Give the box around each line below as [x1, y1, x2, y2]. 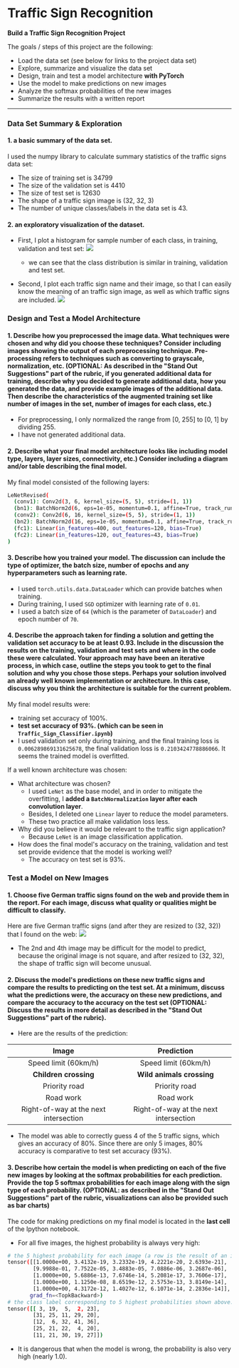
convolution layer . [28, 802, 83, 810]
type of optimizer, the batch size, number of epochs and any [7, 561, 190, 570]
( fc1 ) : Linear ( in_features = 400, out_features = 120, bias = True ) [14, 524, 202, 532]
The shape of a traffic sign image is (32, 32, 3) [17, 196, 154, 205]
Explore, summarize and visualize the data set [17, 63, 153, 72]
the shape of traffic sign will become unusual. [17, 959, 152, 968]
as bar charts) [7, 1200, 50, 1210]
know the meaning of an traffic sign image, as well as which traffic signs [17, 287, 230, 296]
